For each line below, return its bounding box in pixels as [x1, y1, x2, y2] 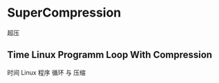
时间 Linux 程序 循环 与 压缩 [7, 68, 86, 77]
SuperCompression [7, 5, 122, 21]
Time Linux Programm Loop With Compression [7, 49, 213, 61]
